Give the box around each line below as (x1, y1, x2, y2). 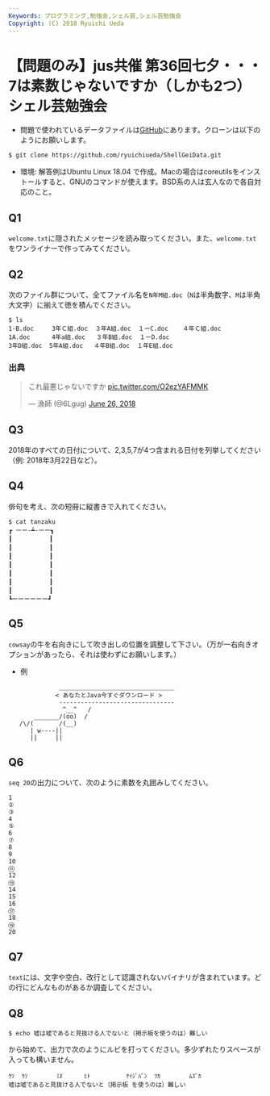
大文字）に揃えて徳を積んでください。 (8, 299, 135, 309)
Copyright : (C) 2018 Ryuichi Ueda (8, 19, 125, 27)
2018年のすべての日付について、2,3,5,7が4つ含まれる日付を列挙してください (8, 446, 262, 455)
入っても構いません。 (8, 1055, 79, 1065)
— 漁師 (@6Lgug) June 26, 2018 (27, 399, 136, 408)
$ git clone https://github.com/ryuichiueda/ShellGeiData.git (8, 151, 222, 160)
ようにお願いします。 (19, 135, 91, 145)
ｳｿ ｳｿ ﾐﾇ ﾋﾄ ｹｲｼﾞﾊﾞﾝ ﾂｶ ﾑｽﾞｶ (8, 1073, 201, 1081)
